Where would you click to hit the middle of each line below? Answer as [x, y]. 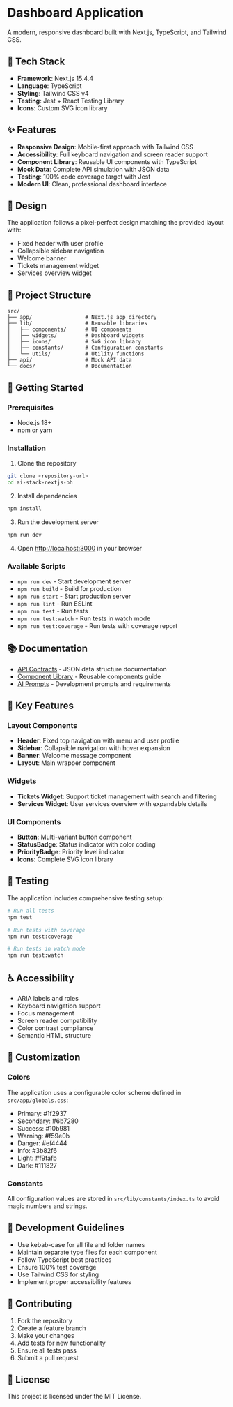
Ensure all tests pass [47, 1350]
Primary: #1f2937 [42, 1113]
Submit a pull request [48, 1357]
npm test [20, 917]
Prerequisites [30, 408]
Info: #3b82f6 [37, 1150]
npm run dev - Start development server [74, 581]
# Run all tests [31, 911]
